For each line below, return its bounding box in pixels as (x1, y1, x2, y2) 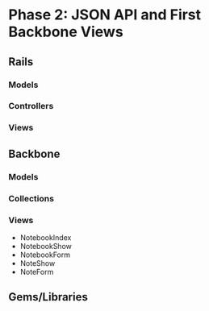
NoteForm (19, 267, 54, 276)
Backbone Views (8, 23, 123, 41)
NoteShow (19, 258, 56, 267)
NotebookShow (19, 241, 73, 251)
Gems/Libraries (8, 290, 89, 304)
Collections (8, 193, 55, 204)
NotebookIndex (19, 232, 72, 243)
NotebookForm (19, 250, 71, 259)
